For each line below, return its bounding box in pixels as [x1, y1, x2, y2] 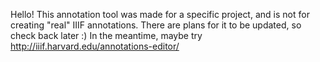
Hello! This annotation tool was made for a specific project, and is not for [10, 9, 310, 20]
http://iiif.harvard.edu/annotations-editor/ [10, 40, 180, 52]
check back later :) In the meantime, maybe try [10, 30, 203, 41]
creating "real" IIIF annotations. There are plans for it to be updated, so [10, 19, 302, 31]
